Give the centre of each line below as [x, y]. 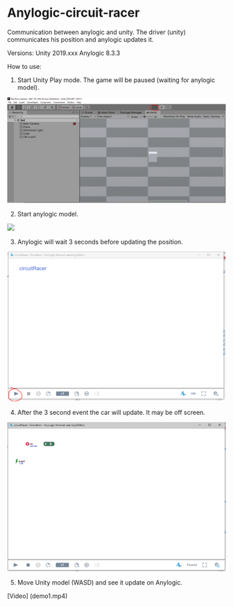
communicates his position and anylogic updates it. [80, 39]
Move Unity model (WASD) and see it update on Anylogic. [100, 582]
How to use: [24, 66]
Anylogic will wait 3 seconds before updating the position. [100, 242]
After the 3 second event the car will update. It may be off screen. [111, 412]
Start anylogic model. [48, 214]
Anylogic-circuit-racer [74, 13]
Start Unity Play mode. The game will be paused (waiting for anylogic [116, 80]
